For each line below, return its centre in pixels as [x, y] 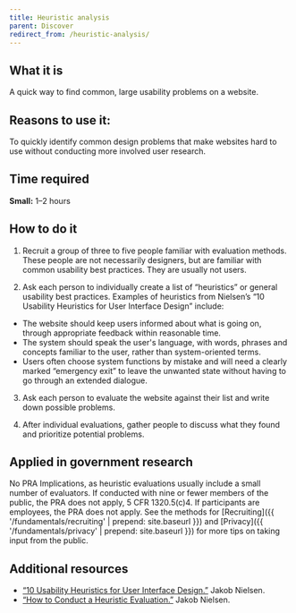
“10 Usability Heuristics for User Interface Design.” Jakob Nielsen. [144, 591]
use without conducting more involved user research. [108, 151]
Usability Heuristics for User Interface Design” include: [123, 306]
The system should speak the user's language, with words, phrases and [155, 342]
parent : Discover [42, 26]
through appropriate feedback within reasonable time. [122, 333]
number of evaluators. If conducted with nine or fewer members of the [139, 493]
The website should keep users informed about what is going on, [142, 323]
